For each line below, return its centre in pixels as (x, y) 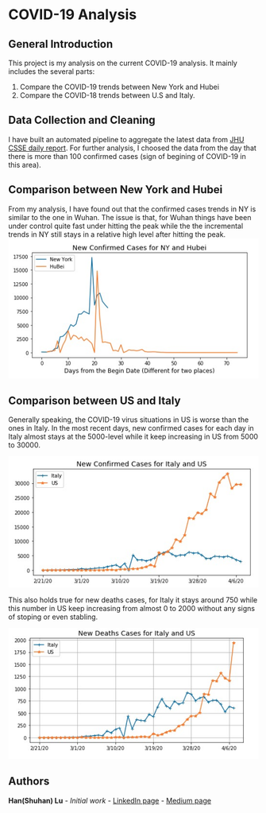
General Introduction (61, 44)
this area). (25, 165)
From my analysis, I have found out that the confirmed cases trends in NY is (132, 209)
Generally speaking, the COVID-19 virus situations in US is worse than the (129, 420)
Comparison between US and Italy (94, 400)
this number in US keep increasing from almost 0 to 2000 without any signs (132, 608)
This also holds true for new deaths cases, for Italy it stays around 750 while (133, 600)
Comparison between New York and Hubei (116, 190)
